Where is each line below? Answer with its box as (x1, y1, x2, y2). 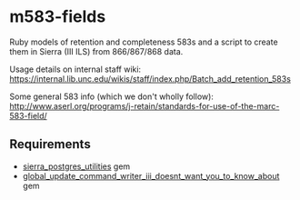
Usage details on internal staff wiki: (9, 64, 142, 75)
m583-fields (9, 6, 106, 27)
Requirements (9, 136, 91, 152)
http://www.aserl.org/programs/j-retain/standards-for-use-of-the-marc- (9, 100, 280, 111)
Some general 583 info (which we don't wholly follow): (9, 91, 214, 102)
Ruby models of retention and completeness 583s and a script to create (9, 36, 279, 47)
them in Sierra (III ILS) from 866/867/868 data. (9, 45, 184, 56)
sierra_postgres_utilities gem (22, 161, 131, 172)
